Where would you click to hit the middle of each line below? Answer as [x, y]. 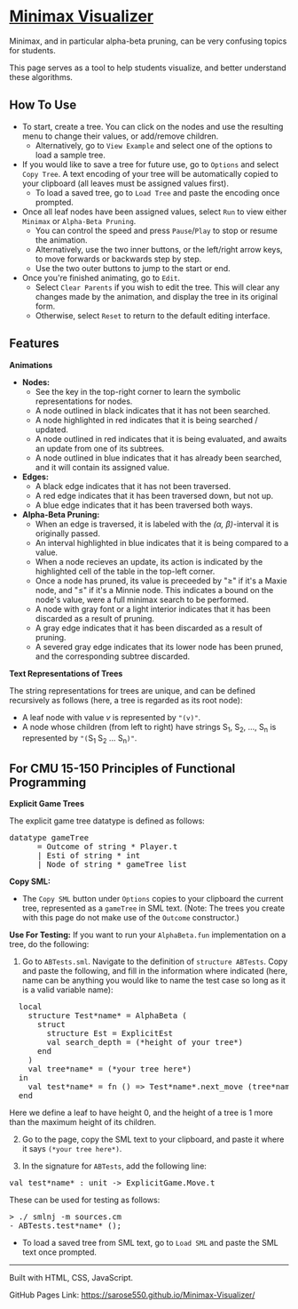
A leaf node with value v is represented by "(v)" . [111, 717]
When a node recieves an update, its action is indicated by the [149, 561]
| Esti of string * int [89, 855]
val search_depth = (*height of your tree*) [145, 1042]
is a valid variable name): [67, 990]
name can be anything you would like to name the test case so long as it [154, 980]
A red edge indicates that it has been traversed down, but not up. [154, 495]
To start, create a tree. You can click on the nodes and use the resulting [153, 126]
